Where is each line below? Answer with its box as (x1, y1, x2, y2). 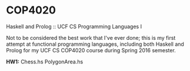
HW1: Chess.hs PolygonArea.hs (6, 58, 84, 65)
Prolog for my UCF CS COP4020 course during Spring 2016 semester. (6, 46, 176, 53)
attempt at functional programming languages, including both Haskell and (6, 40, 184, 48)
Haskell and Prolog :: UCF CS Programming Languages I (6, 23, 142, 30)
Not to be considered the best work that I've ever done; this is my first (6, 34, 176, 41)
